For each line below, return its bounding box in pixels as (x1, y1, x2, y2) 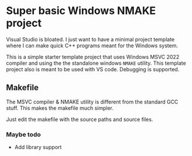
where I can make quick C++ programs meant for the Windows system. (6, 42, 179, 49)
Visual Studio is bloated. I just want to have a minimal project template (6, 36, 174, 43)
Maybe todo (6, 130, 41, 138)
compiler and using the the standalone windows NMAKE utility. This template (6, 60, 186, 67)
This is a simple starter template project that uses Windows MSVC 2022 (6, 53, 180, 60)
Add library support (14, 144, 62, 151)
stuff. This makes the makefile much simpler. (6, 104, 114, 112)
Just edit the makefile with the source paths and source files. (6, 116, 153, 123)
